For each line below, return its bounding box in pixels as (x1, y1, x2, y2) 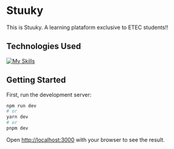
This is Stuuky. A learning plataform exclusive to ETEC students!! (6, 24, 169, 31)
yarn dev (6, 114, 29, 120)
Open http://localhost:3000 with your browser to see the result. (6, 136, 165, 143)
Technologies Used (6, 41, 81, 51)
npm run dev (6, 102, 37, 109)
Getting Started (6, 75, 66, 85)
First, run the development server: (6, 91, 92, 98)
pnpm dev (6, 125, 29, 131)
